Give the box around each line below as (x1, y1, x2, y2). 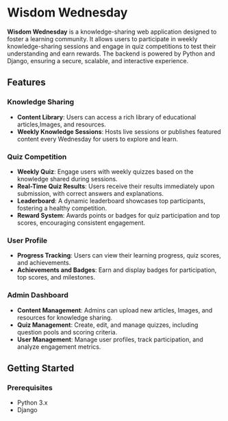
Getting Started (7, 362, 75, 374)
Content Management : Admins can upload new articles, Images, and (16, 306, 213, 314)
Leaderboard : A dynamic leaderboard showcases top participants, (16, 196, 205, 205)
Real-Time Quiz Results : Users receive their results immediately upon (16, 182, 214, 190)
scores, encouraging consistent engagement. (16, 218, 146, 227)
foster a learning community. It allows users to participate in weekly (7, 34, 198, 43)
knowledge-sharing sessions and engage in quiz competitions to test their (7, 42, 216, 50)
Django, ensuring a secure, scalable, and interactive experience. (7, 56, 189, 65)
